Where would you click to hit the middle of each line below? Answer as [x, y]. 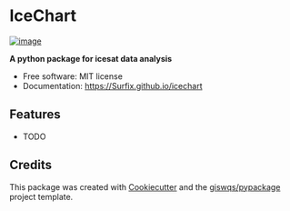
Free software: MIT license [72, 76]
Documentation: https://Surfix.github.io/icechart [112, 85]
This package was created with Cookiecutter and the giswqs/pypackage [145, 186]
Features [35, 115]
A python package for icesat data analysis [91, 58]
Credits [31, 165]
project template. [41, 196]
